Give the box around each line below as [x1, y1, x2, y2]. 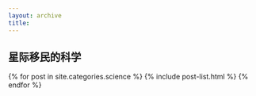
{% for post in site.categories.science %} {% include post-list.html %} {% [8, 72, 249, 82]
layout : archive [8, 11, 62, 20]
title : [8, 19, 30, 27]
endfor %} [8, 80, 42, 90]
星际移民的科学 [8, 50, 82, 63]
